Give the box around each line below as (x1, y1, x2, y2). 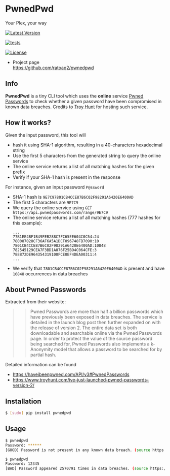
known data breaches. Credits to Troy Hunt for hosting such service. (5, 104, 148, 110)
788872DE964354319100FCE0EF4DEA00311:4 (12, 252, 97, 257)
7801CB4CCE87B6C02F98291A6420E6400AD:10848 (12, 243, 106, 248)
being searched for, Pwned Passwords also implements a (30, 341, 150, 347)
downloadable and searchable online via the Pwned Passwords (30, 330, 162, 336)
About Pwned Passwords (5, 285, 87, 294)
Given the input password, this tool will (5, 132, 86, 138)
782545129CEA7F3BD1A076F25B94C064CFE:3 (12, 247, 97, 252)
